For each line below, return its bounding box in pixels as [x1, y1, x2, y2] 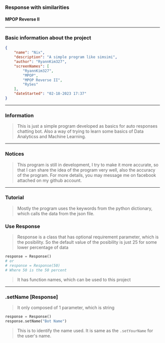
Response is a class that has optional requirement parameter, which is [17, 234, 159, 240]
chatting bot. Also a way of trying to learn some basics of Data [17, 128, 144, 134]
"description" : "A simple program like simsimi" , [14, 55, 118, 60]
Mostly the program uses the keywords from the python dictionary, [17, 205, 153, 211]
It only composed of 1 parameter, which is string [17, 304, 114, 311]
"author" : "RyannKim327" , [14, 59, 67, 64]
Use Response [5, 223, 40, 229]
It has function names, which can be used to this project [17, 277, 131, 283]
